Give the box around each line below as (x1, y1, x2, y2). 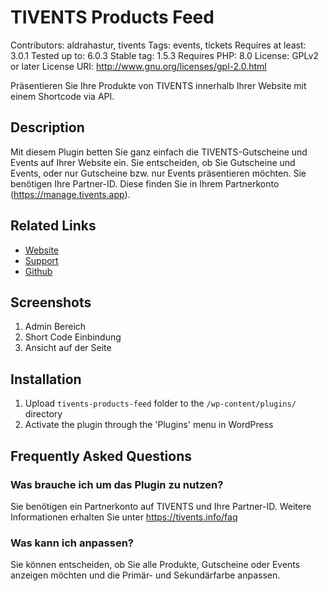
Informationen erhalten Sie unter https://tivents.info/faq (10, 511, 238, 523)
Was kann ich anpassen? (10, 536, 134, 550)
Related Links (10, 217, 97, 235)
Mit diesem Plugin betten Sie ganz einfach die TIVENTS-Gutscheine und (10, 146, 308, 158)
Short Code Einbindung (24, 331, 122, 343)
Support (24, 254, 59, 266)
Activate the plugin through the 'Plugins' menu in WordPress (24, 419, 274, 431)
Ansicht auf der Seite (24, 342, 112, 354)
